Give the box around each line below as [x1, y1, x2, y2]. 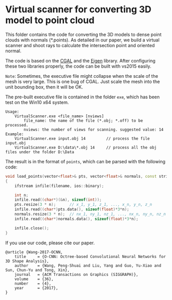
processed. [5, 122, 29, 127]
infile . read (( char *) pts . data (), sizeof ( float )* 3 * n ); [14, 207, 130, 212]
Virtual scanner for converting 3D [5, 4, 152, 15]
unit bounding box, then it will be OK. [5, 83, 83, 90]
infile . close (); [14, 225, 50, 231]
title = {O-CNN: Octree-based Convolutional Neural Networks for [14, 254, 166, 259]
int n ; [14, 192, 29, 198]
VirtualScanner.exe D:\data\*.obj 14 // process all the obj [14, 145, 157, 150]
